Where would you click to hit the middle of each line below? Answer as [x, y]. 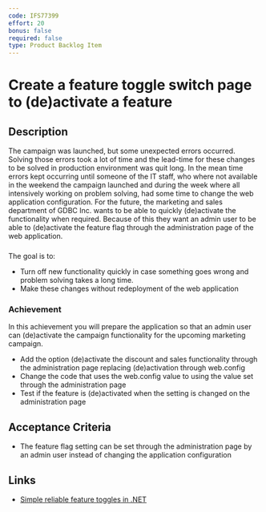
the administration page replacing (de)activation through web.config [133, 368]
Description [38, 132]
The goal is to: [32, 256]
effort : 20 [26, 23]
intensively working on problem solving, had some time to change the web [131, 194]
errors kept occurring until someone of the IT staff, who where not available [133, 176]
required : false [35, 38]
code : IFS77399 [34, 16]
